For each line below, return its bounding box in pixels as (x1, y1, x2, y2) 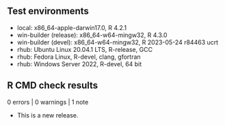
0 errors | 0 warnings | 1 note (7, 98, 89, 106)
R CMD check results (7, 80, 98, 92)
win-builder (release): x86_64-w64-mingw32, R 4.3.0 (16, 31, 168, 39)
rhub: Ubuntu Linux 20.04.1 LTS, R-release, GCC (16, 45, 153, 53)
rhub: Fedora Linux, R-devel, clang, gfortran (16, 53, 142, 61)
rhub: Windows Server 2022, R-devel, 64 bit (16, 59, 142, 68)
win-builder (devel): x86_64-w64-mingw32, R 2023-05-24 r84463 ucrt (16, 38, 219, 46)
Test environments (7, 5, 89, 17)
